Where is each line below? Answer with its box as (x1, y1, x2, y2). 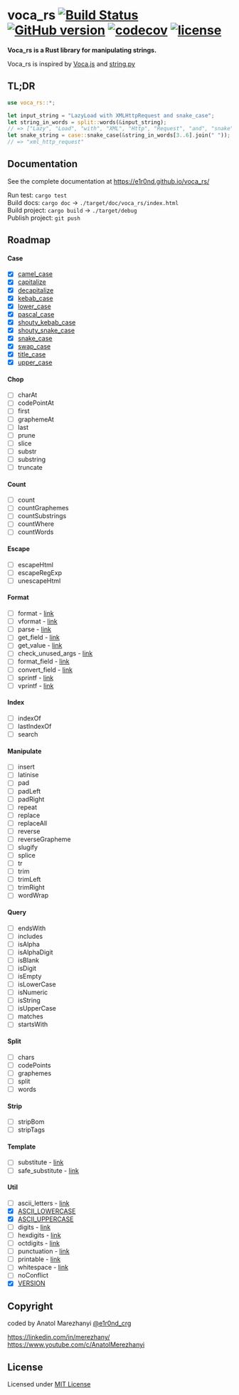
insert (17, 762, 36, 772)
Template (7, 1142, 36, 1151)
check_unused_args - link (17, 649, 93, 658)
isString (17, 996, 41, 1005)
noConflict (17, 1271, 48, 1280)
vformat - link (17, 617, 58, 626)
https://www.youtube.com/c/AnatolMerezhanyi (7, 1340, 145, 1349)
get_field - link (17, 633, 60, 642)
